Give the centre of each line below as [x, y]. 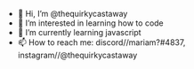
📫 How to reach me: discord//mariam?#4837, [101, 42]
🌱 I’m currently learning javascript [79, 32]
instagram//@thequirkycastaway [77, 55]
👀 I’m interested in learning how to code [91, 23]
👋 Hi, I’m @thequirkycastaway [73, 14]
